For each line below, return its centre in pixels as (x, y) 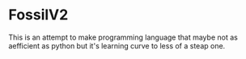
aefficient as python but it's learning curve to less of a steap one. (117, 45)
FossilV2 (38, 15)
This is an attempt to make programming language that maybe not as (123, 37)
